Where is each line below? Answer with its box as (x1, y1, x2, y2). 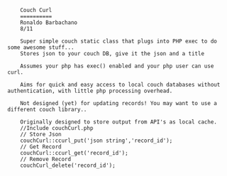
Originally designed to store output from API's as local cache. (20, 119, 218, 126)
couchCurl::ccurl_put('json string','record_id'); (20, 137, 173, 144)
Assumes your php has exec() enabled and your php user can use (20, 62, 214, 70)
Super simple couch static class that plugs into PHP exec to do (20, 38, 218, 45)
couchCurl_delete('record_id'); (20, 162, 116, 169)
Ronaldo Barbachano (20, 19, 78, 26)
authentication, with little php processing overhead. (7, 87, 173, 94)
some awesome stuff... (7, 44, 74, 51)
